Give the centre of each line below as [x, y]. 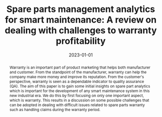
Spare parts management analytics [81, 9]
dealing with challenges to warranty [81, 30]
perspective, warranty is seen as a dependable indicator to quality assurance [77, 81]
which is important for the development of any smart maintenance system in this [80, 91]
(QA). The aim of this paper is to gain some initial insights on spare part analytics [80, 86]
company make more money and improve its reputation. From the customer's [77, 77]
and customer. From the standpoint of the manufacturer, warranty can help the [78, 72]
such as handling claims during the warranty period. [55, 109]
